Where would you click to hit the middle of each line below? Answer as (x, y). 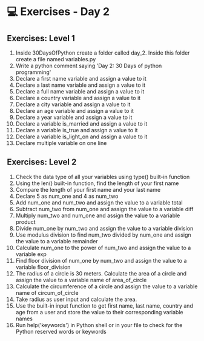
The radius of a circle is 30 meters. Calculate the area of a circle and (101, 273)
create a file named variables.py (56, 59)
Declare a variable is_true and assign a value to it (77, 130)
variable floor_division (43, 267)
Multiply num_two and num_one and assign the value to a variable (98, 215)
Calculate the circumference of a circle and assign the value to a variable (107, 286)
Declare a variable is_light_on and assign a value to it (81, 137)
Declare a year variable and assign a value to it (74, 117)
